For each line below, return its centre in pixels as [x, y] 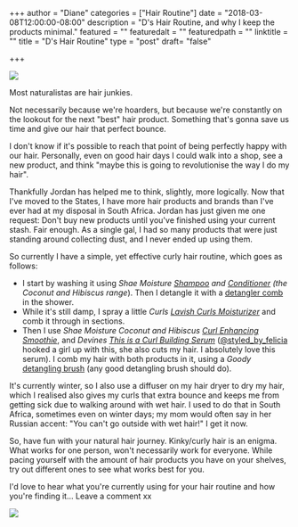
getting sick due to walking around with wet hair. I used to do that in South [145, 404]
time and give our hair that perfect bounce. [88, 129]
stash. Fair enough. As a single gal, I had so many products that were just [143, 230]
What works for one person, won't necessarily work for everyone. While [141, 450]
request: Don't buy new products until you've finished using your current [142, 220]
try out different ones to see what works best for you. [107, 469]
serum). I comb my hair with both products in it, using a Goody [137, 359]
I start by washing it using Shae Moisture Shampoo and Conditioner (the [154, 283]
